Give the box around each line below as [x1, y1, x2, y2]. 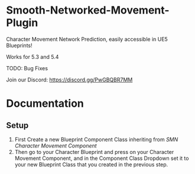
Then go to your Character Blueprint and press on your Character [14, 148, 174, 155]
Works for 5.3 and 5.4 [6, 53, 59, 60]
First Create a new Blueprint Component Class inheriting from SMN [14, 136, 178, 143]
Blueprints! [6, 42, 32, 49]
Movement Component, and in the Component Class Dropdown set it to [14, 155, 189, 162]
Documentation [6, 97, 84, 110]
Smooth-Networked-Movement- [6, 4, 170, 17]
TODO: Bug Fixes [6, 64, 48, 71]
